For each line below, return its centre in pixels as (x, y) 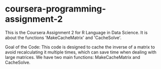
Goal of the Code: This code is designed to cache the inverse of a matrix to (80, 47)
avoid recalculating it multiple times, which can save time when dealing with (81, 52)
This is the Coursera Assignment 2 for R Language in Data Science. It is (76, 32)
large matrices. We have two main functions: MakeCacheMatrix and (73, 57)
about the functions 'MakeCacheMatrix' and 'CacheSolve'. (63, 38)
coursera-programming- (56, 9)
